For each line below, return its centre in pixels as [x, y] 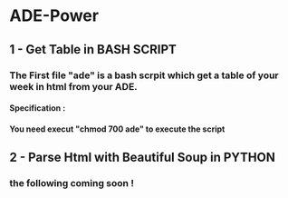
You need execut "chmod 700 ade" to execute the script [117, 129]
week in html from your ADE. [73, 86]
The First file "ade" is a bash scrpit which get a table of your [144, 75]
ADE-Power [54, 16]
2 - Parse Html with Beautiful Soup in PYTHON [143, 158]
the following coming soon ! [72, 183]
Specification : [38, 108]
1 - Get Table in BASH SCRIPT [93, 49]
